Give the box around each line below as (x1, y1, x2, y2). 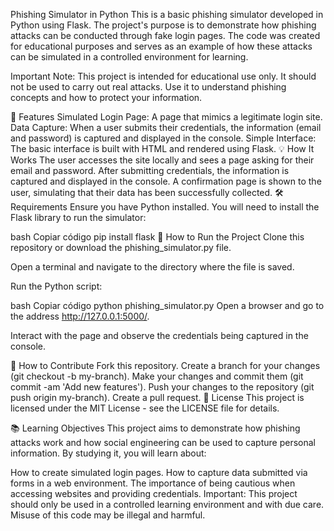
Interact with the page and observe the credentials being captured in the (10, 330, 309, 341)
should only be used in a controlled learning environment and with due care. (10, 499, 325, 510)
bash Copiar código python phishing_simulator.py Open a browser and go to (10, 300, 325, 311)
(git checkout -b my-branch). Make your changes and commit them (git (10, 370, 304, 382)
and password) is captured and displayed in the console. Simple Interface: (10, 132, 317, 144)
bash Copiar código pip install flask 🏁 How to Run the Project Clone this (10, 231, 305, 243)
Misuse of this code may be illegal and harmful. (10, 509, 206, 521)
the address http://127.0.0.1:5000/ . (10, 310, 150, 322)
